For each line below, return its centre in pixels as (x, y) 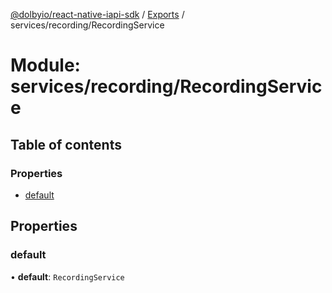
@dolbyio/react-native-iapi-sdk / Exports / (97, 14)
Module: (45, 65)
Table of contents (66, 144)
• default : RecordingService (67, 276)
